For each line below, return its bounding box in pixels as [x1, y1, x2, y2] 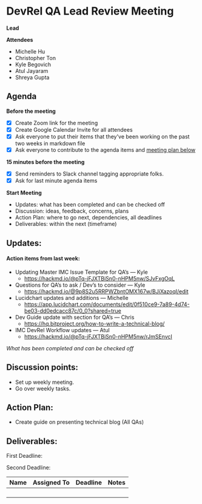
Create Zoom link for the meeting [15, 119, 98, 126]
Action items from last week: [6, 255, 80, 262]
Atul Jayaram [15, 67, 49, 74]
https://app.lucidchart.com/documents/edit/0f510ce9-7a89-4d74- [24, 301, 190, 308]
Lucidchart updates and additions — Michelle [15, 294, 129, 301]
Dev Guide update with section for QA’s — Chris [15, 313, 135, 321]
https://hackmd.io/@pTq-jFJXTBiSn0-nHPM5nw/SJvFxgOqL [24, 274, 175, 282]
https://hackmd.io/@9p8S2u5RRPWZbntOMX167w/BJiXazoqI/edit [24, 287, 189, 295]
